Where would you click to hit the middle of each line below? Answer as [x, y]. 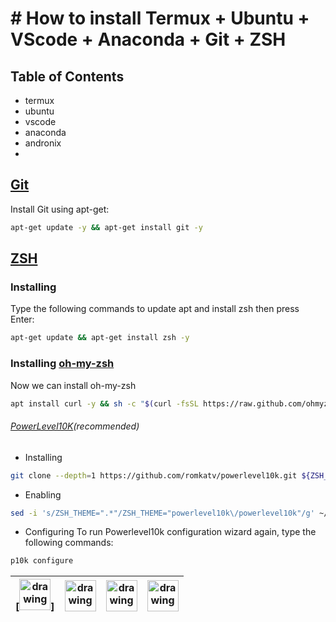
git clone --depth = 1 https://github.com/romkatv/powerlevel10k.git [154, 475]
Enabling [43, 494]
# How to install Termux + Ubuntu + [160, 18]
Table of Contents [67, 76]
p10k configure [42, 561]
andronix [43, 143]
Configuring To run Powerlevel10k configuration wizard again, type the [170, 532]
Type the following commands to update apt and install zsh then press [155, 309]
